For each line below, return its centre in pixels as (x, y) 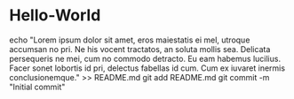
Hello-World (55, 15)
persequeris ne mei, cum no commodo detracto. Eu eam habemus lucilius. (145, 58)
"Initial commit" (37, 87)
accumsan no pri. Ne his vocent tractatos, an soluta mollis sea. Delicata (140, 49)
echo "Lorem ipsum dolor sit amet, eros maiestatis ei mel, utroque (130, 40)
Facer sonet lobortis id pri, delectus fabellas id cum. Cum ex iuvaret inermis (147, 68)
